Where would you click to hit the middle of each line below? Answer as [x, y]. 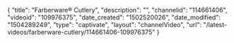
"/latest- [215, 25]
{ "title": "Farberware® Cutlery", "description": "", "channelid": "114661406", [117, 10]
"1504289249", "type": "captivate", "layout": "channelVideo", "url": [105, 25]
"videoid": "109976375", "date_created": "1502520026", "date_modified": [114, 17]
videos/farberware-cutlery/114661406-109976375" [81, 32]
